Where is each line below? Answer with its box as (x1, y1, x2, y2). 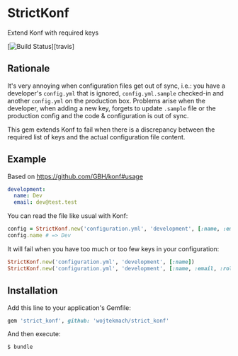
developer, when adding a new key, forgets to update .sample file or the (7, 104, 216, 113)
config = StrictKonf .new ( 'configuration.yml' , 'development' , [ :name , (7, 225, 220, 233)
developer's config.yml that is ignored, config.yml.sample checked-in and (7, 88, 225, 97)
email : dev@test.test (13, 199, 78, 206)
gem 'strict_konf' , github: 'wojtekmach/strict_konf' (7, 317, 170, 324)
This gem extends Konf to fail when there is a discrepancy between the (7, 125, 215, 134)
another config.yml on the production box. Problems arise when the (7, 96, 205, 105)
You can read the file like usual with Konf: (7, 212, 128, 220)
